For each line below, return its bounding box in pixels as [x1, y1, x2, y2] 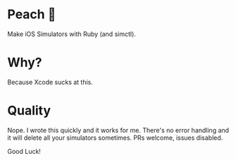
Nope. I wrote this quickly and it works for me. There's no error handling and [7, 126, 230, 134]
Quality [7, 102, 51, 119]
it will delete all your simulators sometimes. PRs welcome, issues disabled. [7, 133, 223, 142]
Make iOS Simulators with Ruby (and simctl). [7, 30, 136, 38]
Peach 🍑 [7, 6, 56, 23]
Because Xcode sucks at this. [7, 78, 94, 86]
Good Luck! [7, 147, 41, 155]
